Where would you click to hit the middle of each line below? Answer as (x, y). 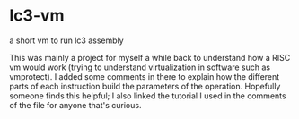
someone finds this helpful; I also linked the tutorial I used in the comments (148, 96)
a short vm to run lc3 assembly (66, 40)
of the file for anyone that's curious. (75, 105)
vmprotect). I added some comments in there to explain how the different (145, 76)
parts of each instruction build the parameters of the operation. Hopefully (145, 86)
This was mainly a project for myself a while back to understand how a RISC (150, 57)
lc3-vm (37, 16)
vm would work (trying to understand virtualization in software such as (140, 67)
